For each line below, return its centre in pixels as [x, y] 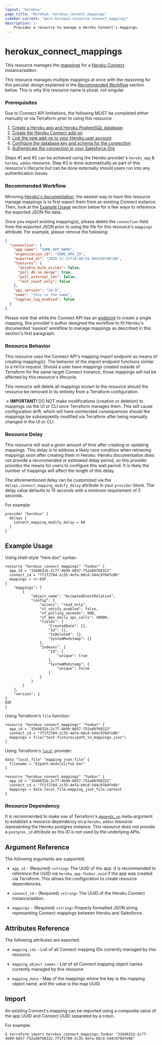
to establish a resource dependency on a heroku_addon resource [69, 821]
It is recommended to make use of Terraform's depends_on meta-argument [79, 817]
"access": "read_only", [64, 605]
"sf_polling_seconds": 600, [68, 613]
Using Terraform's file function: [37, 716]
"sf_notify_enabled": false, [69, 609]
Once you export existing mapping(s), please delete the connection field [77, 221]
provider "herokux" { [27, 514]
